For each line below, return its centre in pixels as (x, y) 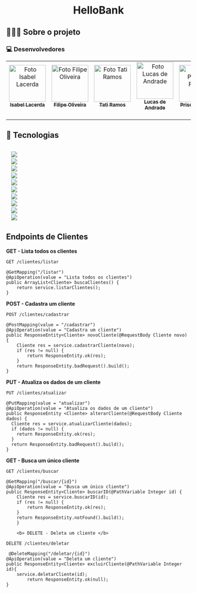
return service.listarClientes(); (59, 287)
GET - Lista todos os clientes (42, 251)
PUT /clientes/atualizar (36, 393)
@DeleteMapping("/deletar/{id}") (50, 554)
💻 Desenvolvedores (35, 49)
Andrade (155, 107)
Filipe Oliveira (70, 105)
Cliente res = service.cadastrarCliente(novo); (76, 345)
